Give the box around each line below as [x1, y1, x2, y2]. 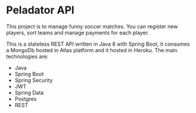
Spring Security [14, 77, 53, 84]
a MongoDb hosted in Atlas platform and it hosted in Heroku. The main [6, 46, 178, 53]
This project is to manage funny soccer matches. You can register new [6, 23, 178, 30]
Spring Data [14, 89, 44, 96]
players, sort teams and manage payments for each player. [6, 29, 149, 36]
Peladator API [6, 4, 75, 17]
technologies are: [6, 53, 48, 60]
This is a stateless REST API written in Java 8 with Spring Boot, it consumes [6, 40, 190, 47]
